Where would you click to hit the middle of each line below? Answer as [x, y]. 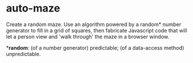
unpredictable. [23, 54]
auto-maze [33, 8]
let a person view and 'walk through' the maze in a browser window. [88, 36]
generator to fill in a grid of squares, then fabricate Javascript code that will [97, 30]
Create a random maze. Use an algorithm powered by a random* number [94, 24]
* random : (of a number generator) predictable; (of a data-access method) [95, 47]
